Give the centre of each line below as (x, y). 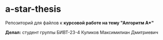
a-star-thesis (33, 9)
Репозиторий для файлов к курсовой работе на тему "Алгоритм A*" (79, 23)
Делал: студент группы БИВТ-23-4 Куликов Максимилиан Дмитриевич (82, 32)
